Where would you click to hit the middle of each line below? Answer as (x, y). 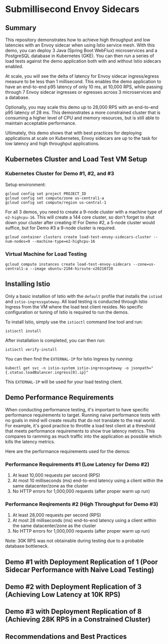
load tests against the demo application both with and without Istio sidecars (83, 61)
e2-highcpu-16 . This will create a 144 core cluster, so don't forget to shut (80, 217)
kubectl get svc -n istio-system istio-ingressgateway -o (67, 368)
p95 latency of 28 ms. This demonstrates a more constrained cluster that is (83, 112)
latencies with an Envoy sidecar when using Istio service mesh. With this (80, 45)
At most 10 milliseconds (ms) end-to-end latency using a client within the (88, 480)
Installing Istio (28, 284)
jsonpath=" (142, 368)
